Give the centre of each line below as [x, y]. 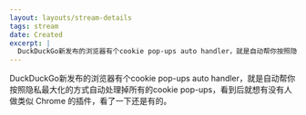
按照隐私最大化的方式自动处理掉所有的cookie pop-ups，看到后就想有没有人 [151, 90]
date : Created [36, 34]
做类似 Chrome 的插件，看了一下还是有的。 [91, 101]
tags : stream [34, 26]
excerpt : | [30, 43]
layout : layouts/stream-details [71, 18]
